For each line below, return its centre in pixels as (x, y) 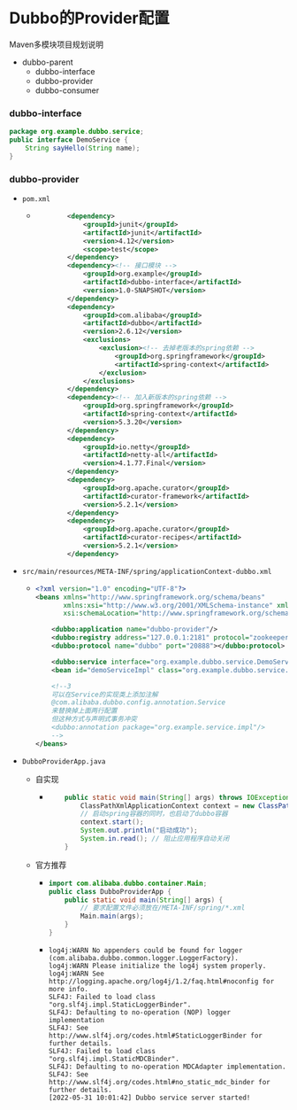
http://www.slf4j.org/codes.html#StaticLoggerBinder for (155, 1036)
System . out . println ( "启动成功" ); (139, 831)
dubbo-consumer (67, 90)
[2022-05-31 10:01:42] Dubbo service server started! (149, 1098)
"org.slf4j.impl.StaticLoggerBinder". (120, 1005)
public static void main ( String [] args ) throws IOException (178, 797)
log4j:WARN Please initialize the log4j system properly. (157, 966)
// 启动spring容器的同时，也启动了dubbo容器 (154, 814)
